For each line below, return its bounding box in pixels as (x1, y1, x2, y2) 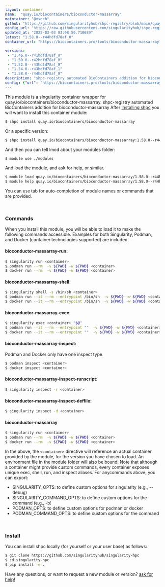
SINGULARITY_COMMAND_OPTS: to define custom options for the (12, 494, 147, 501)
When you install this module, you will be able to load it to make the (5, 226, 141, 232)
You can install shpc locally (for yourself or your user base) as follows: (5, 544, 147, 550)
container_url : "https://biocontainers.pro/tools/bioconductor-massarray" (5, 39, 162, 44)
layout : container (5, 7, 43, 12)
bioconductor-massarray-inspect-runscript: (5, 376, 98, 382)
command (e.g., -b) (12, 500, 52, 506)
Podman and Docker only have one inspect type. (5, 351, 104, 358)
